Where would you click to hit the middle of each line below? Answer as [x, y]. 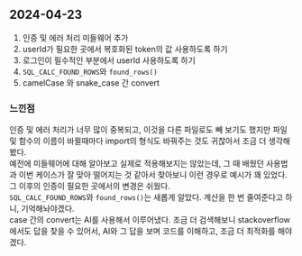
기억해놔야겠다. [48, 209]
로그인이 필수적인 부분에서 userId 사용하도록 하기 [109, 60]
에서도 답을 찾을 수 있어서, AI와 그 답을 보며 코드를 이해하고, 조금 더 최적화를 [142, 231]
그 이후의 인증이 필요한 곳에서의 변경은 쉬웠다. [90, 186]
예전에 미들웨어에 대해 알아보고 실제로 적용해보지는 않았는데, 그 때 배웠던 [137, 164]
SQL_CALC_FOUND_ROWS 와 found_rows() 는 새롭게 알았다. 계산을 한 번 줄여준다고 [146, 197]
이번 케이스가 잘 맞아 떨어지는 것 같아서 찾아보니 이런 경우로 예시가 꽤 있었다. [153, 175]
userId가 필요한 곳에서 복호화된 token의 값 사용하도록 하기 [125, 49]
